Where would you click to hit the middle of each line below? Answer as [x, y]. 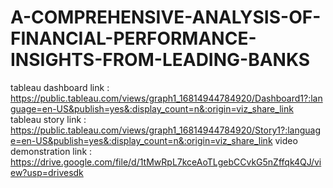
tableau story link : [48, 119]
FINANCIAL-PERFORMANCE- [133, 38]
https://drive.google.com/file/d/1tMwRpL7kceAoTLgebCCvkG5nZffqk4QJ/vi [166, 162]
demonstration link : [51, 151]
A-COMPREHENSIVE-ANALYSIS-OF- [166, 17]
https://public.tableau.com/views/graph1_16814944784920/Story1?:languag [166, 130]
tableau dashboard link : [60, 87]
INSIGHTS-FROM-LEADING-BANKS [160, 60]
